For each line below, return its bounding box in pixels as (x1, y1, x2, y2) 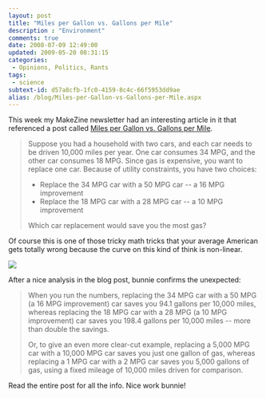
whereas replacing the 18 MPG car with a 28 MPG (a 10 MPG (27, 308, 228, 317)
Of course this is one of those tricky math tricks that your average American (8, 236, 258, 246)
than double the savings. (27, 325, 109, 334)
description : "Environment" (8, 26, 105, 34)
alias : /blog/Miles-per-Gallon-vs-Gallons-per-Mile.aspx (8, 93, 202, 101)
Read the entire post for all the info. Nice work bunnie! (8, 380, 186, 391)
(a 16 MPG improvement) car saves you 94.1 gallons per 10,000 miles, (27, 299, 256, 309)
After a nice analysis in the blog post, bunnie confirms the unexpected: (8, 275, 241, 285)
